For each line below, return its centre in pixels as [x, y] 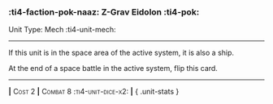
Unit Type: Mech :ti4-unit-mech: [62, 30]
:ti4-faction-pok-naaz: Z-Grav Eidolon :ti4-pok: [104, 12]
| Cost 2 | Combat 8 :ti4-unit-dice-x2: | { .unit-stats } [94, 92]
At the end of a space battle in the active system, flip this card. [113, 69]
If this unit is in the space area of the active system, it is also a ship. [121, 53]
